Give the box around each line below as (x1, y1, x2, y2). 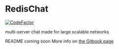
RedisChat (5, 3, 49, 15)
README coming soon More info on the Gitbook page (5, 38, 114, 44)
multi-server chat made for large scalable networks (5, 29, 109, 34)
